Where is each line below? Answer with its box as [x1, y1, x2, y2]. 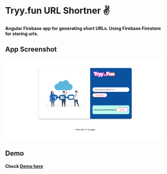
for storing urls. [5, 31, 38, 37]
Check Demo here [5, 163, 43, 169]
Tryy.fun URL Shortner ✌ [5, 5, 110, 17]
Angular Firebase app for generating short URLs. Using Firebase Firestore [5, 25, 161, 31]
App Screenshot [5, 45, 57, 54]
